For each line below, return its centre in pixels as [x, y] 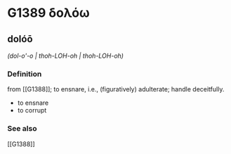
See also [22, 129]
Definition [25, 74]
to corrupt [32, 110]
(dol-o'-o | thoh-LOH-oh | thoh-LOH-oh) [66, 56]
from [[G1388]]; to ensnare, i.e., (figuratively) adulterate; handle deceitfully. [116, 89]
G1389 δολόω [48, 13]
